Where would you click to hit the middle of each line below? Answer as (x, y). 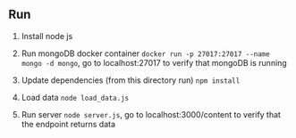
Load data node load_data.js (75, 97)
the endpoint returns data (68, 124)
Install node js (47, 36)
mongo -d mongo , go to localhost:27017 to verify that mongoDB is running (154, 62)
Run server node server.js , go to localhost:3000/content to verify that (151, 114)
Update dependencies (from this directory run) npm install (131, 80)
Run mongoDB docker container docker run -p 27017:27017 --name (145, 53)
